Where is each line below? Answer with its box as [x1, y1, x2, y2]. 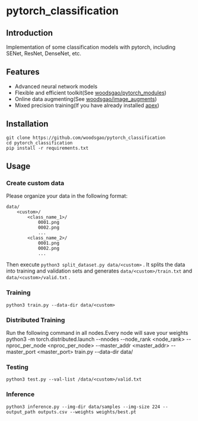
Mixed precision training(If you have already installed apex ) [14, 102, 159, 109]
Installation [6, 119, 49, 129]
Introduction [6, 28, 53, 38]
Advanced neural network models [14, 83, 98, 90]
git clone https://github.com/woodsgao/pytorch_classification [6, 135, 166, 141]
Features [6, 67, 40, 77]
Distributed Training [6, 316, 65, 324]
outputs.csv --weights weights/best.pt [37, 409, 136, 415]
